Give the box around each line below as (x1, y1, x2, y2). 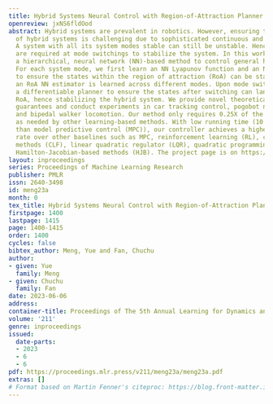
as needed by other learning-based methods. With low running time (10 (15, 118, 264, 126)
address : (8, 300, 38, 308)
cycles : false (8, 239, 57, 248)
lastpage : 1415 (8, 217, 60, 225)
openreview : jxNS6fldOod (8, 20, 93, 28)
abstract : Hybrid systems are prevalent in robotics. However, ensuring (8, 27, 260, 35)
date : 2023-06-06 (8, 292, 67, 301)
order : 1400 (8, 231, 49, 240)
